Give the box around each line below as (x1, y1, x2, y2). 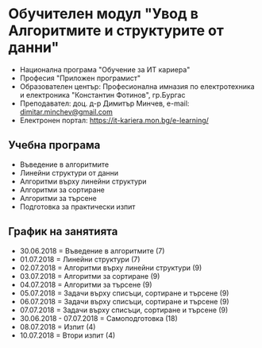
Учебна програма (8, 138, 101, 152)
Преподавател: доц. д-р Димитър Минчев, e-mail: (19, 99, 190, 108)
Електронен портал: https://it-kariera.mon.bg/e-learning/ (19, 115, 209, 125)
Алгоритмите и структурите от (8, 21, 225, 40)
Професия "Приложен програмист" (19, 73, 141, 83)
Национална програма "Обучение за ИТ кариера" (19, 64, 191, 74)
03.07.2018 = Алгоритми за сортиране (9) (19, 271, 160, 280)
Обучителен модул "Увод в (8, 5, 198, 23)
